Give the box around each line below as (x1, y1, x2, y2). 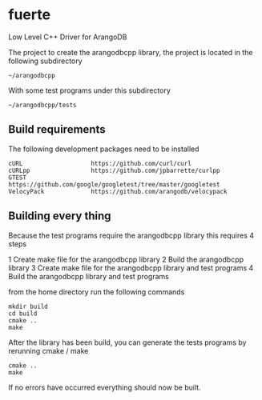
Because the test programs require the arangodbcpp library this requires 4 (8, 230, 255, 240)
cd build (8, 310, 38, 318)
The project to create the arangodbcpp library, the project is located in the (8, 47, 253, 57)
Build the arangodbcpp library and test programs (8, 271, 170, 281)
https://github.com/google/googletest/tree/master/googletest (8, 180, 220, 189)
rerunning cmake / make (8, 346, 89, 355)
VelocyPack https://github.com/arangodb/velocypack (8, 187, 228, 195)
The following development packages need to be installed (8, 144, 200, 154)
